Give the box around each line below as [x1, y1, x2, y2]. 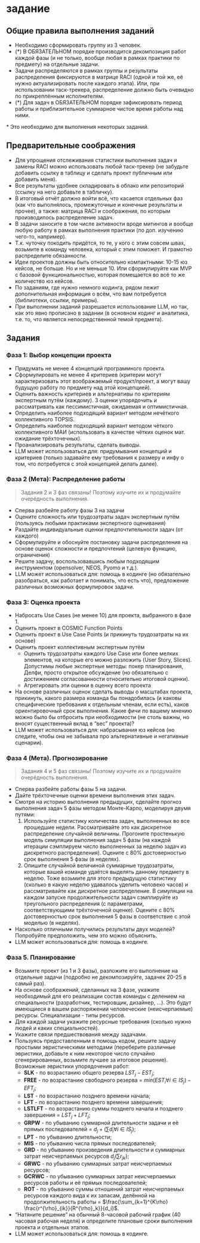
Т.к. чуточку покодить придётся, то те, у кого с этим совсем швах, [14, 239, 186, 246]
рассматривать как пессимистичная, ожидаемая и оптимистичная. [14, 403, 189, 410]
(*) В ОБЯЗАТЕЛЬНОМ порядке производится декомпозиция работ [14, 48, 187, 55]
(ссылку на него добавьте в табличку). [14, 188, 114, 195]
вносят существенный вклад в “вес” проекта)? [14, 720, 135, 727]
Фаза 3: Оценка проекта [6, 598, 81, 607]
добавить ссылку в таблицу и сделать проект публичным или [14, 169, 173, 176]
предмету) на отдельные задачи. [14, 61, 100, 68]
